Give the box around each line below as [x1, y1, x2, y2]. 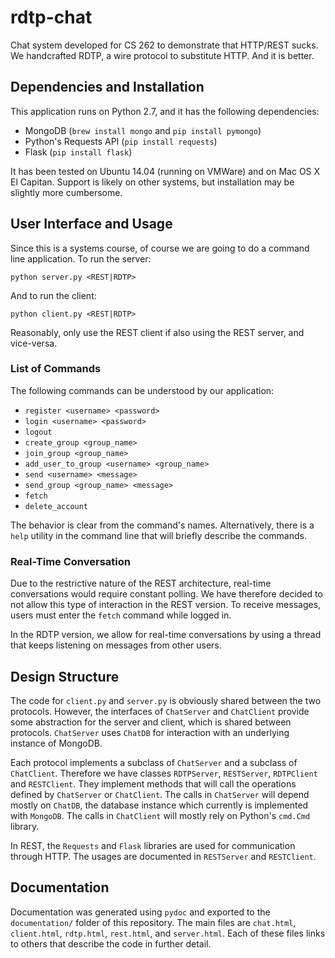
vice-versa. [10, 337, 58, 349]
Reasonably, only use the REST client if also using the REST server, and [10, 326, 305, 338]
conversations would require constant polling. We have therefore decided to [10, 588, 323, 600]
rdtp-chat [10, 6, 93, 29]
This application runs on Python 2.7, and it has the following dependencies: [10, 105, 320, 117]
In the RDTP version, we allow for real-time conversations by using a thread [10, 629, 322, 641]
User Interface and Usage [10, 216, 173, 233]
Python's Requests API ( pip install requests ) [24, 135, 218, 147]
